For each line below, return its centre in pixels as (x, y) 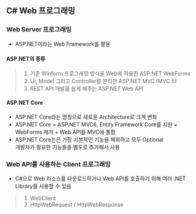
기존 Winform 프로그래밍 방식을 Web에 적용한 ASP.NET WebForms (110, 73)
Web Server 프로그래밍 (39, 30)
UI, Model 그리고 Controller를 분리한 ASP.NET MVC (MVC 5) (103, 81)
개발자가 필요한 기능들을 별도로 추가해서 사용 (68, 148)
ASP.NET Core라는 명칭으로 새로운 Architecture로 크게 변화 (86, 117)
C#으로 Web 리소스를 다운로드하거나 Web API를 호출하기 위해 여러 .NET (100, 179)
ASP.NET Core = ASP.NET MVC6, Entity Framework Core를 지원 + (96, 125)
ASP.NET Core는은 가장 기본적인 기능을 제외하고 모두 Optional (89, 140)
